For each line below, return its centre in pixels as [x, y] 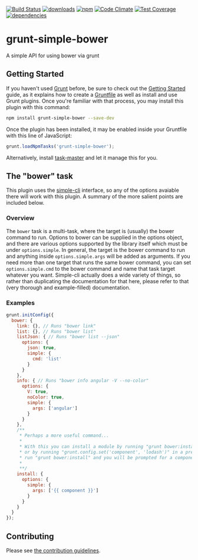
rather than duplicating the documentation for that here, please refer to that [98, 281]
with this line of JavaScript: [39, 135]
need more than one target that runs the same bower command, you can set [99, 262]
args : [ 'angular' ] [55, 408]
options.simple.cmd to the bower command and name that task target [91, 268]
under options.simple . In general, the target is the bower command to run [96, 250]
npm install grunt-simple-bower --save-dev [60, 118]
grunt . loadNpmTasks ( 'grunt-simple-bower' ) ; [60, 146]
